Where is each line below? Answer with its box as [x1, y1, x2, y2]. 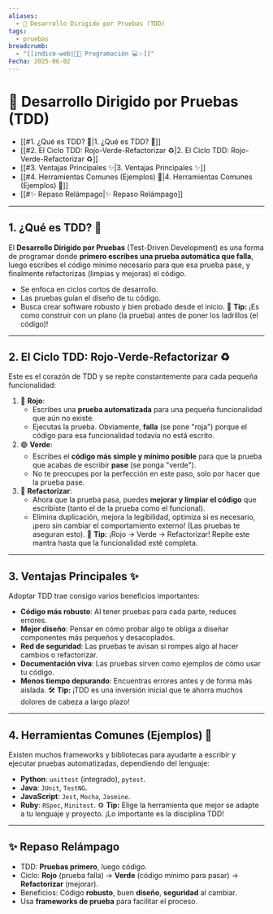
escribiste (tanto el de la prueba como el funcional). [32, 503, 206, 513]
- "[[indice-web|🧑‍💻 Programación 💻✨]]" [15, 50, 154, 58]
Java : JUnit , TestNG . [19, 783, 88, 793]
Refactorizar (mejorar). [19, 879, 99, 889]
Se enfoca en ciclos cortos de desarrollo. [19, 284, 158, 294]
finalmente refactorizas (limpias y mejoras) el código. [8, 268, 187, 278]
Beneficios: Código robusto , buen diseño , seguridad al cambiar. [19, 887, 237, 897]
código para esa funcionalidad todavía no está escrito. [32, 431, 215, 441]
